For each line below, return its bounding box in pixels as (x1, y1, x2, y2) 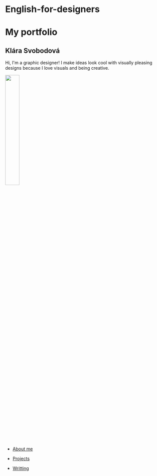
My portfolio (5, 27, 58, 38)
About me (12, 446, 33, 452)
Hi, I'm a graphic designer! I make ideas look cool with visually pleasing (5, 60, 152, 66)
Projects (12, 455, 30, 462)
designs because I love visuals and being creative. (5, 65, 109, 71)
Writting (12, 465, 29, 471)
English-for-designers (5, 4, 100, 15)
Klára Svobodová (5, 46, 60, 55)
